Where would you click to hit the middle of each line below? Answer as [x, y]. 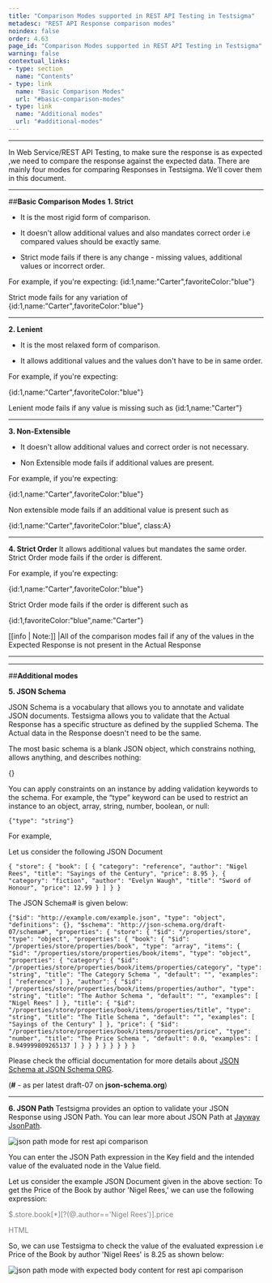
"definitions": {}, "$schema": [61, 925]
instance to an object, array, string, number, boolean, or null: [109, 806]
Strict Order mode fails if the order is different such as [98, 605]
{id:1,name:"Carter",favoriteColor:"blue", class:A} [90, 525]
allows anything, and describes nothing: [75, 757]
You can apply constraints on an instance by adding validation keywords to [133, 789]
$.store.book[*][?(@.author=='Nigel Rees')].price [91, 1214]
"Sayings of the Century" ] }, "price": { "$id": [94, 1024]
